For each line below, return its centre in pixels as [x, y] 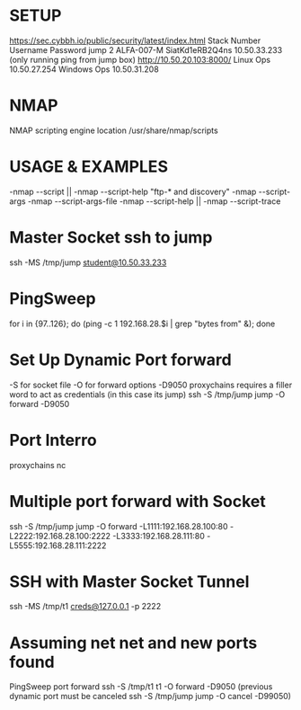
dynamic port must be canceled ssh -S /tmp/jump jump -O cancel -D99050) [150, 697]
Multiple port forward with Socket [138, 501]
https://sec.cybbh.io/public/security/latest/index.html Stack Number [135, 40]
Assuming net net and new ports [133, 643]
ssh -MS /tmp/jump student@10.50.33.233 [88, 262]
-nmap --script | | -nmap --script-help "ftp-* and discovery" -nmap [133, 191]
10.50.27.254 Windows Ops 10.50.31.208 [84, 69]
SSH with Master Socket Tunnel [129, 581]
